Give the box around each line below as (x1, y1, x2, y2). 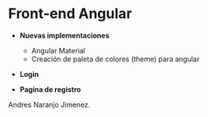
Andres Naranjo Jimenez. (8, 100, 91, 109)
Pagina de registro (19, 84, 81, 94)
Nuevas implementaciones (19, 31, 110, 40)
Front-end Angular (8, 5, 132, 23)
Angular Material (31, 46, 86, 55)
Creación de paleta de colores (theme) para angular (31, 54, 200, 64)
